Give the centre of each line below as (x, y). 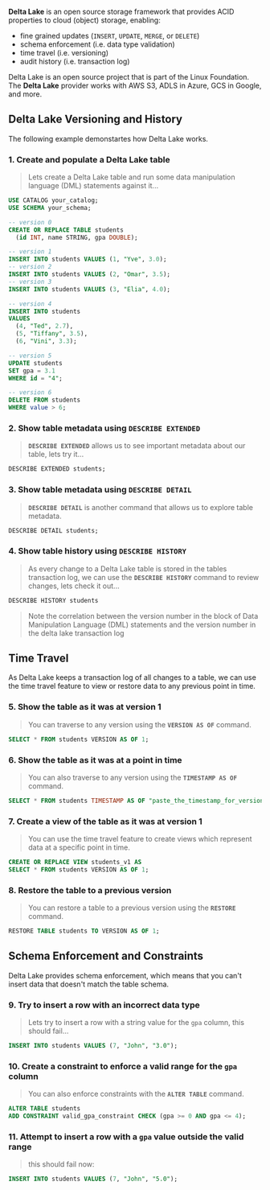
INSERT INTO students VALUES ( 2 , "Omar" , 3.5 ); (90, 274)
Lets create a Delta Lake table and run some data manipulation (131, 177)
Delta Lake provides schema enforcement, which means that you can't (125, 975)
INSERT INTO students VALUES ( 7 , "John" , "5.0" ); (93, 1179)
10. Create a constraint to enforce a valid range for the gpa (123, 1066)
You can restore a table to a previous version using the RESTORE (132, 908)
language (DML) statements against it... (93, 186)
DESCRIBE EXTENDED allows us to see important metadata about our (137, 446)
